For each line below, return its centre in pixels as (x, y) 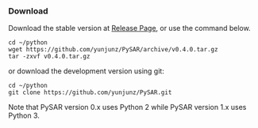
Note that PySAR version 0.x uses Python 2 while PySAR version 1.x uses (127, 107)
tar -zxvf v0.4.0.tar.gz (49, 57)
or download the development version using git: (86, 71)
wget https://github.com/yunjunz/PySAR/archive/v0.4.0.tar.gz (113, 50)
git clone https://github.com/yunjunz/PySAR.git (90, 92)
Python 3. (24, 115)
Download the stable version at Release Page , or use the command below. (130, 28)
